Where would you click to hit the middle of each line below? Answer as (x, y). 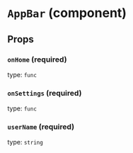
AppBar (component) (67, 13)
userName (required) (41, 127)
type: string (25, 142)
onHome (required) (37, 59)
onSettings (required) (45, 93)
